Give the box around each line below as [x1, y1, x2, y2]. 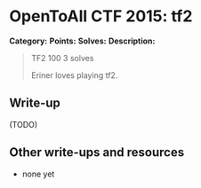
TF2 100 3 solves [30, 52, 94, 63]
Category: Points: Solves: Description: [9, 35, 156, 46]
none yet [21, 168, 55, 179]
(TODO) [9, 119, 38, 129]
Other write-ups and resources [9, 145, 185, 161]
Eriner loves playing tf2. [30, 69, 118, 81]
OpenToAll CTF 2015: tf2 [9, 6, 193, 27]
